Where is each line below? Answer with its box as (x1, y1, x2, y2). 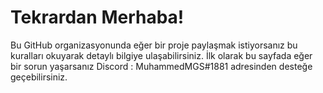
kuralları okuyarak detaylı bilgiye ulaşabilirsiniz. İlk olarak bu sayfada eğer (10, 49, 313, 61)
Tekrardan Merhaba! (10, 6, 185, 29)
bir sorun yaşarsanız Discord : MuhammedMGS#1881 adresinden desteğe (10, 60, 313, 72)
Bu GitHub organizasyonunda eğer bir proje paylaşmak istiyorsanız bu (10, 39, 298, 51)
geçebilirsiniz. (10, 71, 68, 83)
